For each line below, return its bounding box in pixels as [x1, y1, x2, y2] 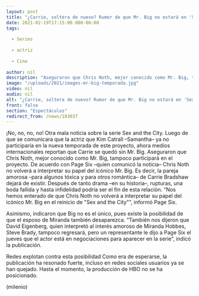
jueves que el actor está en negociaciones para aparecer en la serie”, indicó [6, 235, 191, 243]
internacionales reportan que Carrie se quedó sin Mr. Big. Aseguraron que [6, 149, 187, 156]
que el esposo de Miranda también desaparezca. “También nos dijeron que [6, 217, 190, 224]
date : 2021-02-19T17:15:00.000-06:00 [6, 20, 99, 25]
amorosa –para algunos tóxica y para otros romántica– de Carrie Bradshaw [6, 173, 189, 181]
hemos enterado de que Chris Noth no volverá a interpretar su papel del [6, 192, 182, 200]
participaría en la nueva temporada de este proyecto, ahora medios [6, 142, 171, 149]
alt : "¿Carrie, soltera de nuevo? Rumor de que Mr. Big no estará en [6, 96, 182, 102]
